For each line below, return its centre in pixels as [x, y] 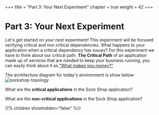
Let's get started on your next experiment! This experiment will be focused [79, 40]
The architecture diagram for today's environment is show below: [70, 75]
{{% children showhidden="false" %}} [43, 108]
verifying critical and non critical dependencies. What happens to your [75, 45]
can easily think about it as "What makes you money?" [59, 65]
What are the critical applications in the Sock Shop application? [69, 89]
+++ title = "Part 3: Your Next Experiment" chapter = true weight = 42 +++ [79, 7]
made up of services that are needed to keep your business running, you [77, 60]
